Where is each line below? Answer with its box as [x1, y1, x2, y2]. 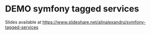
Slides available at [5, 19, 42, 25]
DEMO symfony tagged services [5, 3, 139, 14]
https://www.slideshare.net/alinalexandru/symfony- [42, 19, 146, 25]
